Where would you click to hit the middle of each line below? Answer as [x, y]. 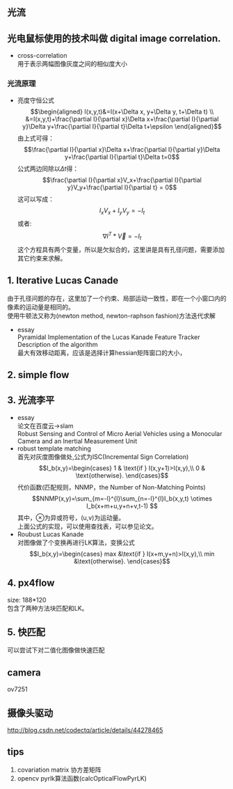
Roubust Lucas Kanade [50, 534]
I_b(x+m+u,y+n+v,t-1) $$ [122, 506]
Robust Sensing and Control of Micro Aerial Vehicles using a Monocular [120, 433]
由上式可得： [35, 138]
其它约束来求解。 [42, 258]
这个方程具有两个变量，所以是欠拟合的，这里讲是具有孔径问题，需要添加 [121, 249]
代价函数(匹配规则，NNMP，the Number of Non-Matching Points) [112, 487]
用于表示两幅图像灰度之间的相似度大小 [72, 64]
